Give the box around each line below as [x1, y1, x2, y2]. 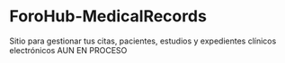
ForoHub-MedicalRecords [9, 6, 207, 27]
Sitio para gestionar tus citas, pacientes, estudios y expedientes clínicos [9, 35, 277, 46]
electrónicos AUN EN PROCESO [9, 44, 128, 55]
